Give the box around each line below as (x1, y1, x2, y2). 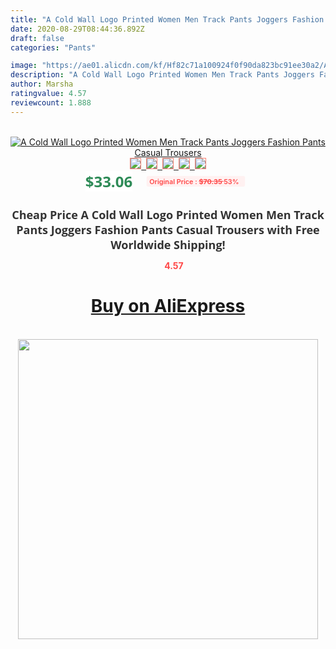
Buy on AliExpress (90, 295, 246, 318)
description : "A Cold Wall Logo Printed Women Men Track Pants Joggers (10, 70, 315, 80)
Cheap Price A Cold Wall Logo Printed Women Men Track (11, 206, 325, 223)
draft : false (10, 33, 65, 43)
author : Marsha (10, 79, 74, 90)
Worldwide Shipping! (110, 236, 226, 253)
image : (10, 61, 38, 71)
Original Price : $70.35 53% (149, 176, 240, 186)
